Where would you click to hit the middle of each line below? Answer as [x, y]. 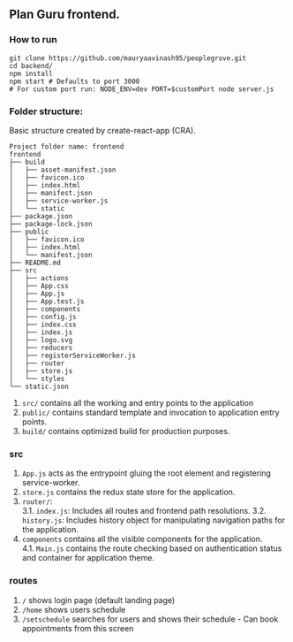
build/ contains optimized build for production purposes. [126, 431]
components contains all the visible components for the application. [142, 539]
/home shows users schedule [74, 609]
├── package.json [41, 216]
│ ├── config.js [43, 317]
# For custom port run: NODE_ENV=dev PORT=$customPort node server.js [142, 89]
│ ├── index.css [43, 325]
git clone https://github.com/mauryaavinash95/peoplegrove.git [128, 58]
